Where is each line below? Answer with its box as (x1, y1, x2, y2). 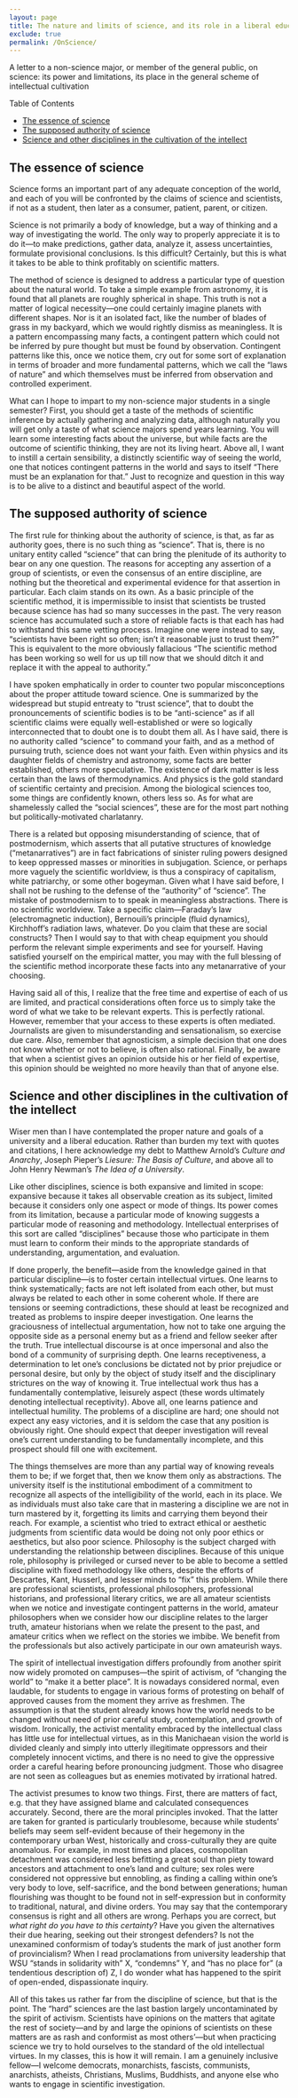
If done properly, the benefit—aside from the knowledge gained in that (9, 1264, 267, 1275)
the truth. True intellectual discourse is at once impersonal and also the (9, 1339, 269, 1350)
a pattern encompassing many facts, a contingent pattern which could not (9, 331, 280, 342)
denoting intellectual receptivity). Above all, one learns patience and (9, 1396, 259, 1407)
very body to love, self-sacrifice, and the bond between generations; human (9, 1882, 288, 1893)
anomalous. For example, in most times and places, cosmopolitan (9, 1844, 248, 1855)
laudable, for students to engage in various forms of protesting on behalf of (9, 1685, 285, 1697)
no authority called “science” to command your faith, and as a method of (9, 735, 275, 746)
